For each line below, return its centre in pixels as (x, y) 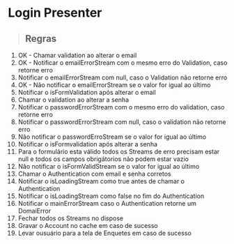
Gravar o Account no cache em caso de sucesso (88, 226)
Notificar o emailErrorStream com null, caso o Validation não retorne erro (123, 77)
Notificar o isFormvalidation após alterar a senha (88, 144)
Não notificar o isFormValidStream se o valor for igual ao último (109, 166)
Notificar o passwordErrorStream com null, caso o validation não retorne (122, 122)
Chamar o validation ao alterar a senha (73, 100)
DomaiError (34, 211)
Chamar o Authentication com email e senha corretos (94, 174)
